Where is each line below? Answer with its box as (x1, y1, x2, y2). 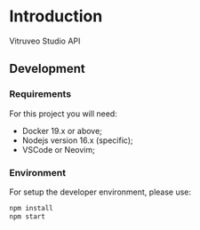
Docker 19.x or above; (21, 125, 102, 136)
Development (9, 61, 86, 76)
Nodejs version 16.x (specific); (21, 135, 133, 146)
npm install (9, 203, 53, 212)
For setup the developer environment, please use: (9, 186, 192, 197)
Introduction (9, 6, 103, 27)
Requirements (9, 88, 72, 100)
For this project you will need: (9, 108, 117, 119)
